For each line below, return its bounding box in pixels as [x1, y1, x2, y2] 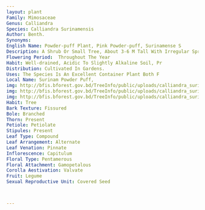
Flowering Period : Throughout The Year [6, 54, 111, 60]
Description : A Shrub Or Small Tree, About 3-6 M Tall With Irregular [6, 49, 190, 55]
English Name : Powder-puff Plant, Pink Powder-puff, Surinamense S [6, 43, 182, 49]
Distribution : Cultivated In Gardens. [6, 65, 105, 72]
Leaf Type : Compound [6, 133, 59, 140]
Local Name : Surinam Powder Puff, [6, 77, 95, 83]
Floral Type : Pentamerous [6, 156, 72, 162]
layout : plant [6, 9, 43, 15]
